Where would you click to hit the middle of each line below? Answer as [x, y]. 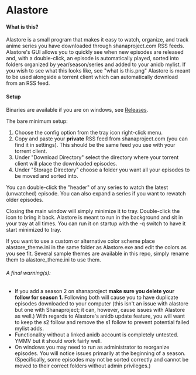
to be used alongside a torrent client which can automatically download [92, 77]
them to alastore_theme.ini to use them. [54, 259]
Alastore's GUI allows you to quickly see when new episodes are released [95, 52]
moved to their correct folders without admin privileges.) [82, 366]
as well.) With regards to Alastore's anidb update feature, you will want [100, 316]
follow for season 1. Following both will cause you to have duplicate [96, 297]
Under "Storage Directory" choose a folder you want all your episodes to [102, 170]
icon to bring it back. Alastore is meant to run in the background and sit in [94, 217]
